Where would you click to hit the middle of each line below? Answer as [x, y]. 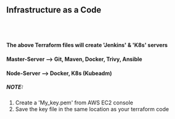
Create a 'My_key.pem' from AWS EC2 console [74, 103]
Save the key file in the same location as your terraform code [92, 109]
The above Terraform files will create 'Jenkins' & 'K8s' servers [87, 45]
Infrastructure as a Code [54, 10]
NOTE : [15, 87]
